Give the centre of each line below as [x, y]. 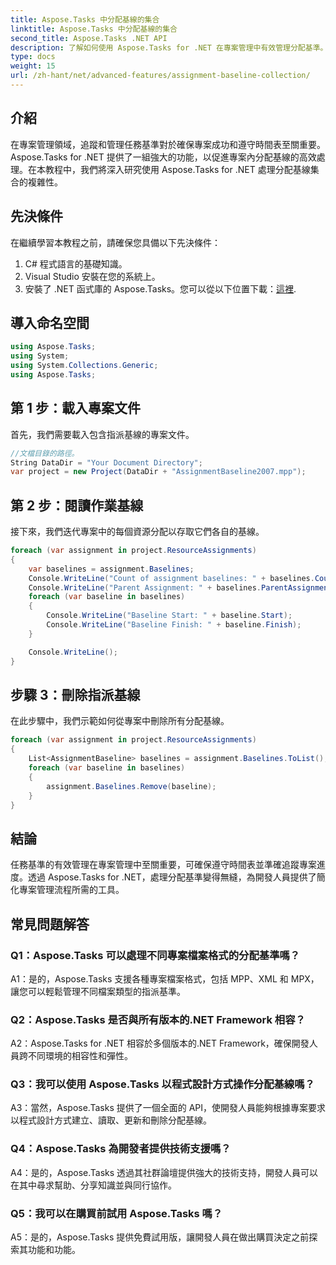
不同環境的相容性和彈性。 [80, 1056]
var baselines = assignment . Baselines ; [111, 569]
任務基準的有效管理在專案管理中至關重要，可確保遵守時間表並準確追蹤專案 [163, 865]
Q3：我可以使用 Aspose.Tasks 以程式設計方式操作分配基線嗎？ [162, 1084]
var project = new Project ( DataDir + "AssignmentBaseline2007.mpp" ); [158, 472]
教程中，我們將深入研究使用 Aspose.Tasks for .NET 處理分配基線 [177, 169]
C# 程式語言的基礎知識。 [76, 263]
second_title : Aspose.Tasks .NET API [89, 38]
